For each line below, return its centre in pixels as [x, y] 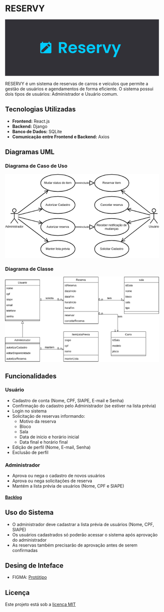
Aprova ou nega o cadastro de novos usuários [59, 476]
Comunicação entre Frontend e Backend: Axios [61, 137]
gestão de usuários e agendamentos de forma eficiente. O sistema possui [79, 89]
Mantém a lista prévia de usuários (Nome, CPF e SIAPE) [68, 486]
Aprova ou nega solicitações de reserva [52, 481]
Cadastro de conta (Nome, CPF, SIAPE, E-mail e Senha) [68, 400]
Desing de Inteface [34, 565]
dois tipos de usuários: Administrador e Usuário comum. [62, 94]
